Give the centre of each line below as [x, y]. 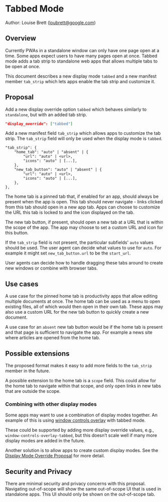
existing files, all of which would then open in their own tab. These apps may [84, 307]
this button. [17, 233]
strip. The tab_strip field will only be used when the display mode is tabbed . [84, 139]
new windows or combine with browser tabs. [51, 268]
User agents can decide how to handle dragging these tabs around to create [84, 263]
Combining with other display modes [51, 404]
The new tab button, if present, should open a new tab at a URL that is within [84, 222]
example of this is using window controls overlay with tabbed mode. [75, 420]
